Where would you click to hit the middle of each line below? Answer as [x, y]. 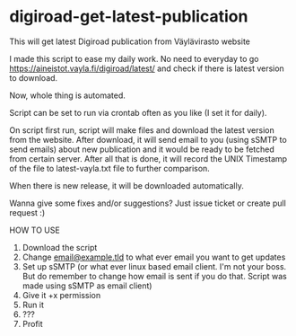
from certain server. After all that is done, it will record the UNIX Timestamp [148, 158]
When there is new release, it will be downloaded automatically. [126, 185]
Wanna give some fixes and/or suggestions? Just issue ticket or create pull [148, 203]
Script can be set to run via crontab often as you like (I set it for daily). [138, 112]
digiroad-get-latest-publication [129, 17]
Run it [33, 305]
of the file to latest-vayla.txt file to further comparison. [110, 168]
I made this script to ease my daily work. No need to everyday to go [134, 58]
